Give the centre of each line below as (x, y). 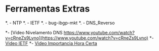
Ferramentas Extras (48, 9)
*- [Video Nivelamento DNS (34, 32)
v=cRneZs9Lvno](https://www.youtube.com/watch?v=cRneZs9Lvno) (77, 38)
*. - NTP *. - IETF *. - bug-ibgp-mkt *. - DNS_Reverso (60, 23)
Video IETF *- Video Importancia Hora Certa (51, 43)
